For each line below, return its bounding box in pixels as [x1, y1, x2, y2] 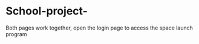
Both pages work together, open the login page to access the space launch [5, 24, 193, 31]
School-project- [5, 4, 88, 18]
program [5, 30, 27, 37]
